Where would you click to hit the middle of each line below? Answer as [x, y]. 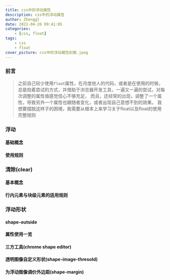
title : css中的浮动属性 [28, 10]
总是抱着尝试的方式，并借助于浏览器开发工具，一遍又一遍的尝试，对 [89, 89]
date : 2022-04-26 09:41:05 [34, 24]
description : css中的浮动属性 [35, 15]
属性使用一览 [19, 234]
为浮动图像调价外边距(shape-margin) [45, 272]
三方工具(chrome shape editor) [38, 246]
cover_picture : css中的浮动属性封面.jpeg [47, 52]
